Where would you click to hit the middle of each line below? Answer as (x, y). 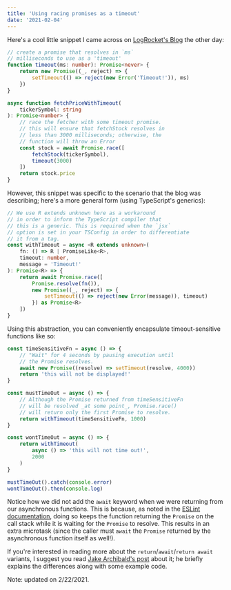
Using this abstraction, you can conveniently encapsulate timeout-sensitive (114, 329)
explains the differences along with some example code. (87, 567)
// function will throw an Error (68, 141)
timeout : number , (44, 258)
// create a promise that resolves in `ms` (71, 52)
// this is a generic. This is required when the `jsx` (89, 226)
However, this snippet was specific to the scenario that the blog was (104, 193)
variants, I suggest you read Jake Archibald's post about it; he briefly (105, 559)
